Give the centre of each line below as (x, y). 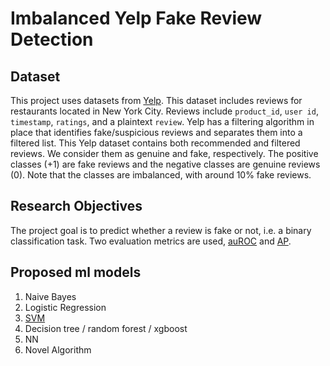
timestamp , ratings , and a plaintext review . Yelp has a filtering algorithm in (162, 121)
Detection (52, 39)
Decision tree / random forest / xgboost (106, 328)
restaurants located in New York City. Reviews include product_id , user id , (164, 111)
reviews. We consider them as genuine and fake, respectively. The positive (164, 153)
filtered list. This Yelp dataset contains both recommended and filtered (155, 143)
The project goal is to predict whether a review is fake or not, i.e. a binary (161, 230)
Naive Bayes (50, 296)
